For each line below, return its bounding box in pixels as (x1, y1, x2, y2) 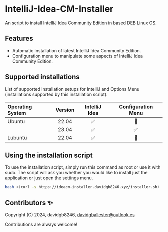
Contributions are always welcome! (5, 221, 78, 228)
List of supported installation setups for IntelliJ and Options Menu (5, 86, 140, 92)
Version (55, 106, 75, 113)
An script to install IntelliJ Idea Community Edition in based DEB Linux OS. (5, 20, 157, 26)
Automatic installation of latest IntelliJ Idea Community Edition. (12, 47, 141, 53)
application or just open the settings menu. (5, 175, 93, 181)
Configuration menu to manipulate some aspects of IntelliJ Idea (12, 53, 143, 59)
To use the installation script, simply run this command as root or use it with (5, 164, 161, 170)
